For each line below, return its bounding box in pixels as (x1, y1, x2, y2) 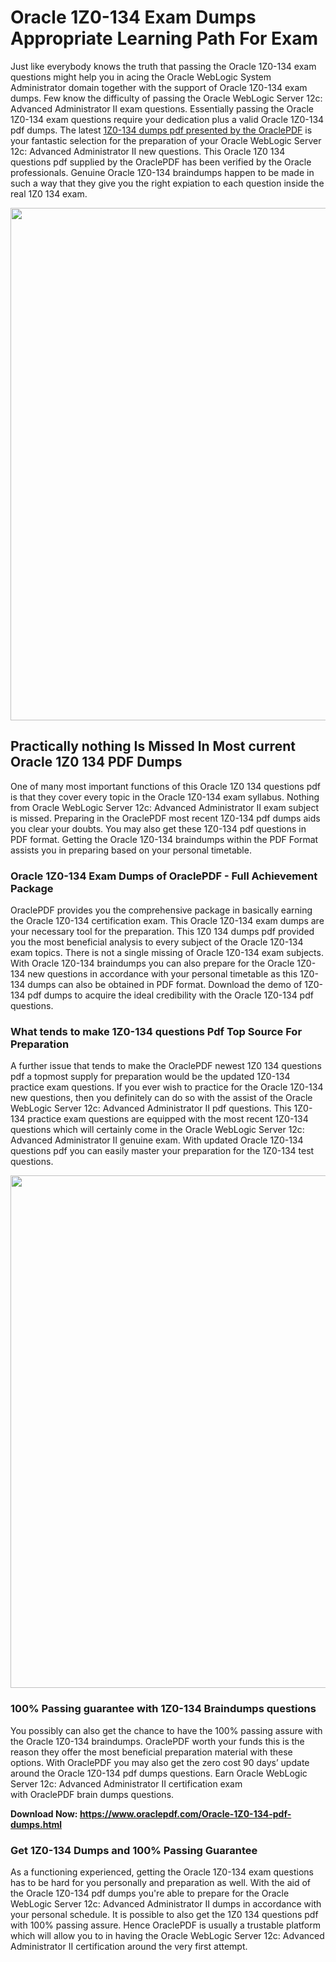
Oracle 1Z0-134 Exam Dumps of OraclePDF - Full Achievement (10, 869, 318, 883)
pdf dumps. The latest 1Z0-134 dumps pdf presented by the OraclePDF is (10, 124, 313, 136)
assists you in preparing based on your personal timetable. (10, 844, 252, 856)
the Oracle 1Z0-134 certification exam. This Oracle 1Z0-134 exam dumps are (10, 915, 325, 927)
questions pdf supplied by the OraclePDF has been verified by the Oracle (10, 156, 312, 168)
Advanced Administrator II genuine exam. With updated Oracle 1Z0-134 (10, 1134, 304, 1146)
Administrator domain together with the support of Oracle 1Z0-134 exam (10, 81, 308, 93)
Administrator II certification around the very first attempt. (10, 1940, 248, 1952)
